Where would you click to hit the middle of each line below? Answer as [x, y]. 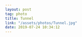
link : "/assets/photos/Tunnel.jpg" [41, 23]
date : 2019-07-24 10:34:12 [32, 27]
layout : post [18, 9]
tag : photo [16, 14]
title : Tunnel [20, 18]
